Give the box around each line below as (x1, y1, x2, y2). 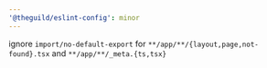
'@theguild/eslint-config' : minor (8, 13, 141, 23)
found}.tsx (8, 49, 50, 59)
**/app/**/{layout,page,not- (147, 40, 260, 49)
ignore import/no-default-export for (8, 38, 146, 49)
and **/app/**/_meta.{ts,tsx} (51, 47, 166, 59)
